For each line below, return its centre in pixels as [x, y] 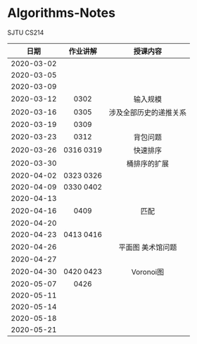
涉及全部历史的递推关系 [148, 112]
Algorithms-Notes [62, 13]
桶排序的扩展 [148, 164]
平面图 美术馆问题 [148, 247]
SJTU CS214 [26, 32]
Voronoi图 [148, 271]
